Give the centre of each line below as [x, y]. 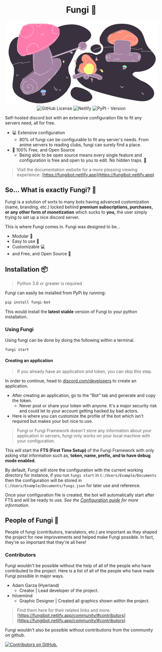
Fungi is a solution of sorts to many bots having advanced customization [77, 201]
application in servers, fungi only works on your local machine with [83, 435]
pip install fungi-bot [28, 302]
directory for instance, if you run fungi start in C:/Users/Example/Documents [81, 475]
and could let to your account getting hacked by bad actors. [79, 411]
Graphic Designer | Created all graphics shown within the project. [84, 601]
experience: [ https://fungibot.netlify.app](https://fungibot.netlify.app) [86, 175]
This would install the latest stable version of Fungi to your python [71, 312]
